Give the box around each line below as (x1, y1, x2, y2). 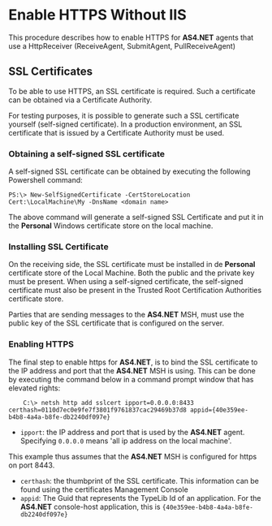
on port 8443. (8, 460, 55, 470)
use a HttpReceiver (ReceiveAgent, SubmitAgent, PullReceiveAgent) (8, 41, 235, 50)
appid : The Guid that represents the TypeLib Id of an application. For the (19, 493, 261, 502)
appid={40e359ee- (189, 406, 249, 414)
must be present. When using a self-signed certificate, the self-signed (8, 277, 244, 287)
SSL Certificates (8, 65, 93, 79)
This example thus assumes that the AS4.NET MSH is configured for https (8, 451, 257, 461)
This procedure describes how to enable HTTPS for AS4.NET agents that (8, 32, 254, 42)
